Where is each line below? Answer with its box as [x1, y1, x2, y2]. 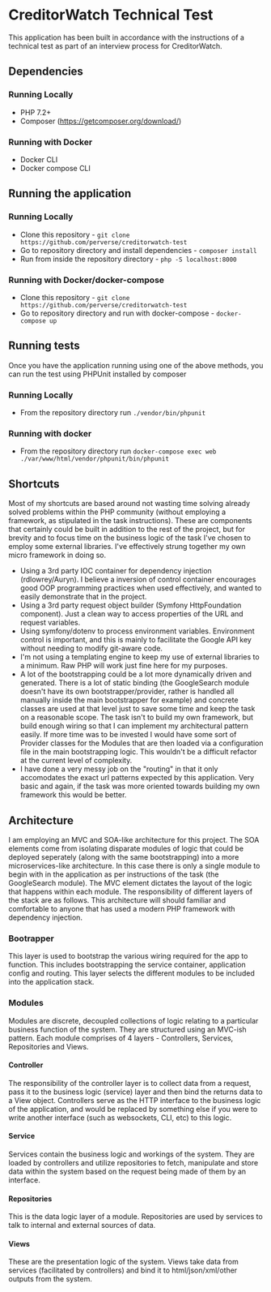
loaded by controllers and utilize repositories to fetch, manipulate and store [8, 1157, 259, 1167]
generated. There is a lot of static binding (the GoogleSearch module [19, 678, 249, 688]
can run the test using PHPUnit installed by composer [8, 369, 187, 379]
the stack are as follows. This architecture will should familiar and [8, 895, 227, 905]
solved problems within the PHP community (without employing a [8, 507, 227, 517]
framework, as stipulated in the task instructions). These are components [8, 516, 252, 526]
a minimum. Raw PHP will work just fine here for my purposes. [19, 661, 228, 671]
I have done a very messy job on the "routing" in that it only [19, 764, 218, 774]
